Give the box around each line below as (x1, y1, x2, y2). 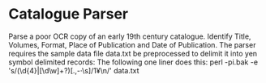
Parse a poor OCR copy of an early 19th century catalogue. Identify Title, (8, 31, 251, 41)
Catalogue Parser (8, 5, 129, 23)
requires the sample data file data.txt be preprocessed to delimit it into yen (8, 48, 258, 58)
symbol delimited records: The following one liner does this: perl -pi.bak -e (8, 57, 258, 67)
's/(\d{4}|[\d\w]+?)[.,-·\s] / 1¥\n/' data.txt (8, 65, 139, 75)
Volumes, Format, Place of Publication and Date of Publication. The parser (8, 39, 256, 49)
